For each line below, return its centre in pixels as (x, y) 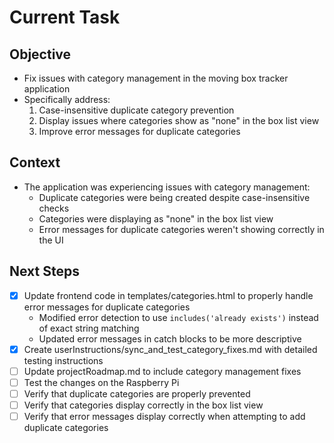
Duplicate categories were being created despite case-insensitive (174, 197)
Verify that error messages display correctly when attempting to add (164, 416)
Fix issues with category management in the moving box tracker (156, 78)
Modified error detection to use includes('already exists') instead (178, 317)
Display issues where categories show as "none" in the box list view (179, 120)
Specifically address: (67, 99)
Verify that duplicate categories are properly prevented (137, 393)
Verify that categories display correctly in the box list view (143, 405)
